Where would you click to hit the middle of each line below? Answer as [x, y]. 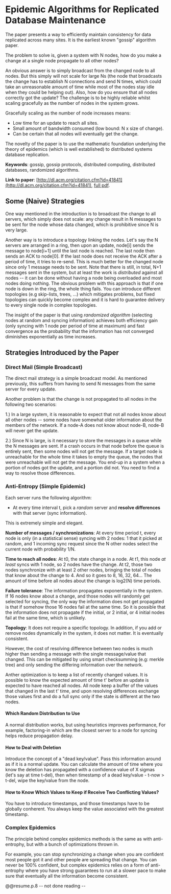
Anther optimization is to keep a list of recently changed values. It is [77, 674]
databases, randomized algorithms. [43, 170]
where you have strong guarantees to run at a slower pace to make [96, 870]
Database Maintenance [56, 20]
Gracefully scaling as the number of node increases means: [68, 113]
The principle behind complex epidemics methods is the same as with [79, 839]
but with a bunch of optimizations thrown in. [72, 844]
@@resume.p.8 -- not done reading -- [45, 886]
